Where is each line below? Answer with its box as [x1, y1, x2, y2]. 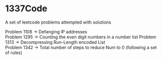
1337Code [5, 3, 48, 14]
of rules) [5, 50, 23, 56]
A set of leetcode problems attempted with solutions [5, 19, 112, 25]
